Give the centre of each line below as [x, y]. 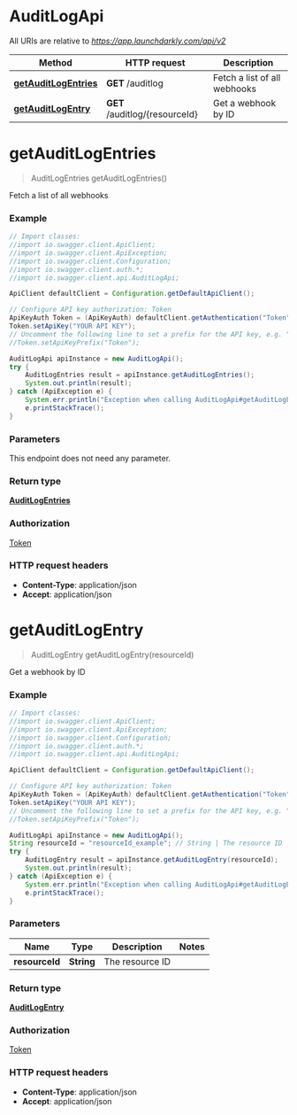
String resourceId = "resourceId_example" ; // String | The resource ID [146, 843]
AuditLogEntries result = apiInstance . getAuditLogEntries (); [140, 375]
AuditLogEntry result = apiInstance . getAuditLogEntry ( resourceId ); [152, 860]
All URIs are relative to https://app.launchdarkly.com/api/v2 [118, 41]
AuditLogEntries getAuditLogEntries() [99, 178]
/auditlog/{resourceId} [152, 114]
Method [55, 62]
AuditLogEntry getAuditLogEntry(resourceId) [112, 654]
